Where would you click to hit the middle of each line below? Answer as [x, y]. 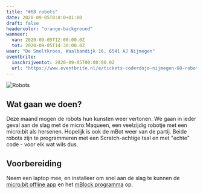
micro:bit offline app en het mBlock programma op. [70, 184]
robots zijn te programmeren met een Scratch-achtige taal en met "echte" [98, 138]
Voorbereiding [34, 163]
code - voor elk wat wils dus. [42, 144]
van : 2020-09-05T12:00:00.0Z [48, 40]
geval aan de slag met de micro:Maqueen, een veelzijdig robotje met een [97, 125]
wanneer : [17, 34]
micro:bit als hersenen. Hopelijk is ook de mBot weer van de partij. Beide [97, 132]
